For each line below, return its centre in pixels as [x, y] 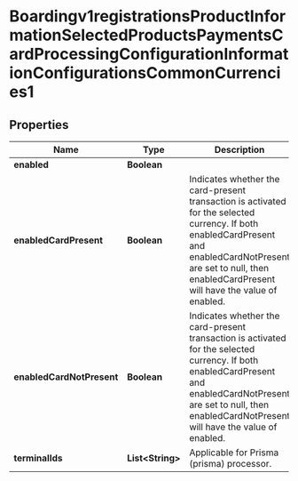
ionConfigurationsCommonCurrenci [145, 73]
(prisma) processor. [231, 464]
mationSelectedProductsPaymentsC [146, 35]
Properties [39, 125]
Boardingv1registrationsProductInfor [148, 16]
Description [239, 150]
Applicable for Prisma [234, 453]
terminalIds [38, 458]
